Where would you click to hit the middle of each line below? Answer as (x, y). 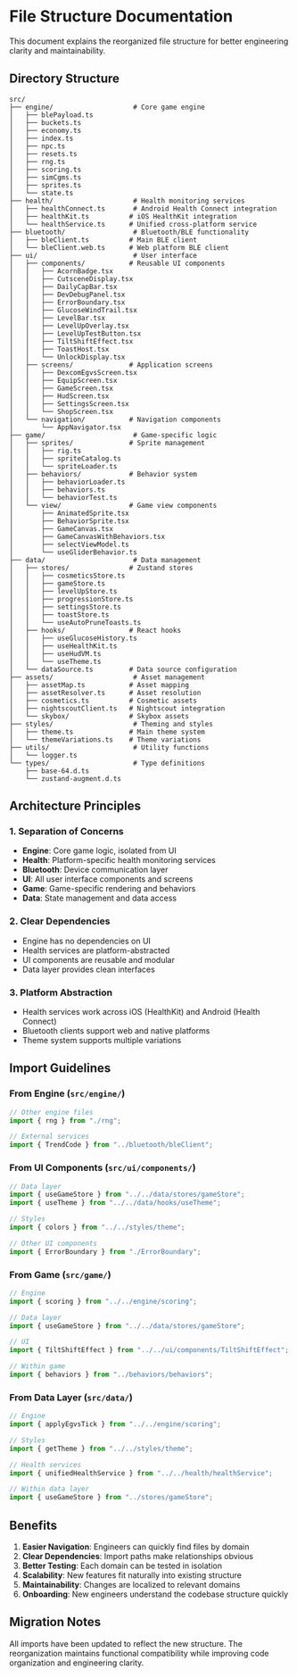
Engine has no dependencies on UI (87, 941)
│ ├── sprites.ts (45, 185)
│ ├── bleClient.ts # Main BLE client (103, 240)
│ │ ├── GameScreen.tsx (62, 388)
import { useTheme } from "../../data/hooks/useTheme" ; (115, 1203)
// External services (49, 1137)
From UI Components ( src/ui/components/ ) (103, 1168)
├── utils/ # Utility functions (109, 747)
